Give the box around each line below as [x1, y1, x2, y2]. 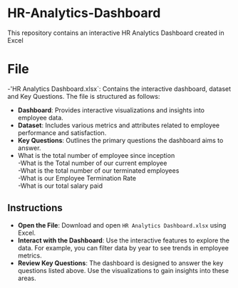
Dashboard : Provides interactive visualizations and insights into [17, 105, 205, 114]
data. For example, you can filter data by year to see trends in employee [17, 243, 229, 252]
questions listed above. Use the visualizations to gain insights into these [17, 266, 229, 274]
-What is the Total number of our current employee [17, 159, 167, 167]
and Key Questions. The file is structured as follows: [7, 92, 160, 100]
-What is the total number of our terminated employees [17, 166, 180, 175]
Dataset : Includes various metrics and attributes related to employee [17, 121, 220, 129]
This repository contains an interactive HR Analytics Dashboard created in [7, 28, 224, 37]
